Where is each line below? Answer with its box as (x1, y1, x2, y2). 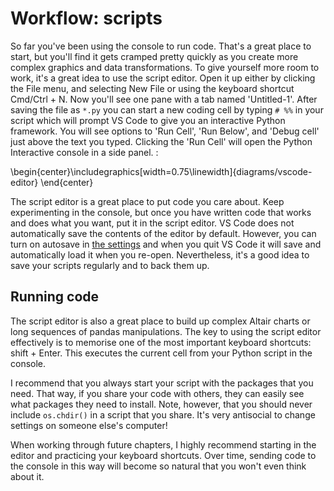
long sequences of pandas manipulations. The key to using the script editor (10, 325, 322, 337)
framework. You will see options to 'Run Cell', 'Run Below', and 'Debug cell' (10, 125, 320, 137)
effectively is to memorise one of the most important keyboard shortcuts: (10, 336, 312, 348)
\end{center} (40, 176, 94, 188)
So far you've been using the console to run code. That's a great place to (10, 40, 312, 52)
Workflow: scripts (10, 7, 163, 30)
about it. (10, 470, 45, 482)
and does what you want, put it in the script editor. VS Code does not (10, 217, 295, 229)
